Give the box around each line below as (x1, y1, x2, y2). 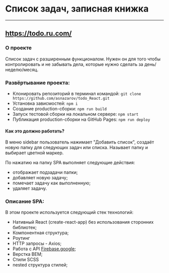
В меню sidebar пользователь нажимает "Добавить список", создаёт (5, 139, 154, 145)
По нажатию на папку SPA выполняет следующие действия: (5, 160, 135, 166)
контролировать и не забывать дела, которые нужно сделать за (5, 61, 143, 67)
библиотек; (12, 225, 37, 231)
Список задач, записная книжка (5, 3, 149, 15)
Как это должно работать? (5, 128, 64, 134)
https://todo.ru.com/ (5, 29, 72, 38)
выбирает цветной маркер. (5, 150, 64, 156)
